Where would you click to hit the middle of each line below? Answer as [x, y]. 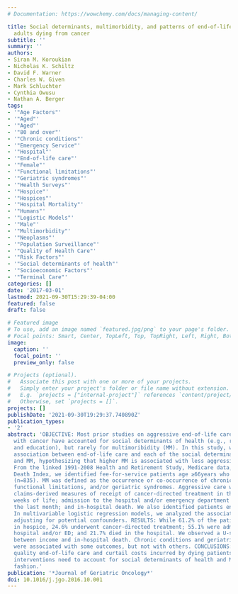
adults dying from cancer [52, 33]
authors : [20, 53]
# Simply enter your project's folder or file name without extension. [119, 388]
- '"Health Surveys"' [39, 185]
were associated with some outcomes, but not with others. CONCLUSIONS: [123, 547]
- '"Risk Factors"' [36, 257]
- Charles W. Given [36, 79]
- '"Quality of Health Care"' [52, 251]
